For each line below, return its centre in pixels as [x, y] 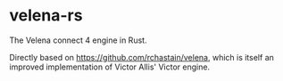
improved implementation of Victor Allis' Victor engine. [110, 67]
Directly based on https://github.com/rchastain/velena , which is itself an [142, 57]
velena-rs [46, 16]
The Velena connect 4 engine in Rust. [78, 40]
